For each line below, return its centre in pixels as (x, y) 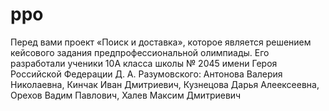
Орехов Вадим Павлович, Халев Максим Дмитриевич (126, 95)
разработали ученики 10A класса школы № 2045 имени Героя (144, 63)
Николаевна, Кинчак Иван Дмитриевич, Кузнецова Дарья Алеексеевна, (165, 84)
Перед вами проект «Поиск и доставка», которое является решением (161, 42)
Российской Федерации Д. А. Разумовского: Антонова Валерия (146, 74)
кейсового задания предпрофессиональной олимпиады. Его (140, 52)
